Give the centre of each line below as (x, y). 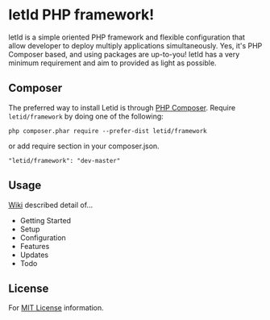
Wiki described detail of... (51, 205)
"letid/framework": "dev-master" (64, 160)
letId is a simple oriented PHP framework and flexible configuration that (127, 37)
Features (35, 246)
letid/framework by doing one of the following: (86, 116)
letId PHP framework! (81, 15)
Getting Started (45, 220)
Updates (34, 255)
